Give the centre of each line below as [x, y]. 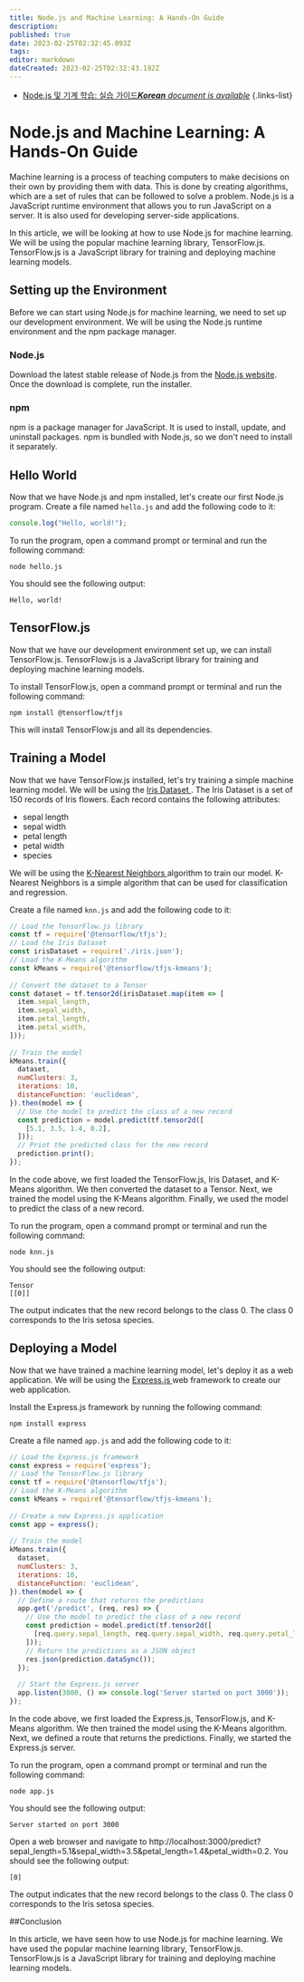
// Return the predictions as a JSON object [111, 1650]
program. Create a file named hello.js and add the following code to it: [142, 507]
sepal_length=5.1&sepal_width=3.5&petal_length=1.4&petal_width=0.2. [141, 1851]
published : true [40, 34]
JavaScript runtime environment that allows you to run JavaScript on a [140, 206]
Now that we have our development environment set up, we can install [141, 650]
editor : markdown [42, 60]
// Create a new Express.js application [87, 1516]
